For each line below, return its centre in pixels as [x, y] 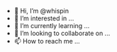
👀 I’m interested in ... [44, 18]
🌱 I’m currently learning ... [52, 26]
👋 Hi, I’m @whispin [41, 11]
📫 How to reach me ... [47, 41]
